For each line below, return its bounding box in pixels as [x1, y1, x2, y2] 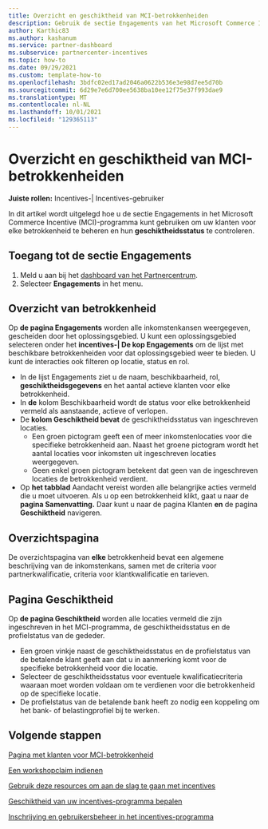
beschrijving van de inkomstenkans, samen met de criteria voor [8, 561, 217, 571]
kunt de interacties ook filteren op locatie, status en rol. [8, 357, 190, 367]
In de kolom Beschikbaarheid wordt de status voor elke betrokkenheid [19, 398, 250, 407]
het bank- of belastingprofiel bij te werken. [19, 706, 160, 716]
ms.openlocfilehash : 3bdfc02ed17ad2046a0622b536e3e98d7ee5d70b [8, 78, 223, 86]
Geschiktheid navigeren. [19, 508, 102, 518]
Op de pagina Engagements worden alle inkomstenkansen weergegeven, [8, 323, 251, 332]
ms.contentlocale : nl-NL [8, 101, 91, 109]
